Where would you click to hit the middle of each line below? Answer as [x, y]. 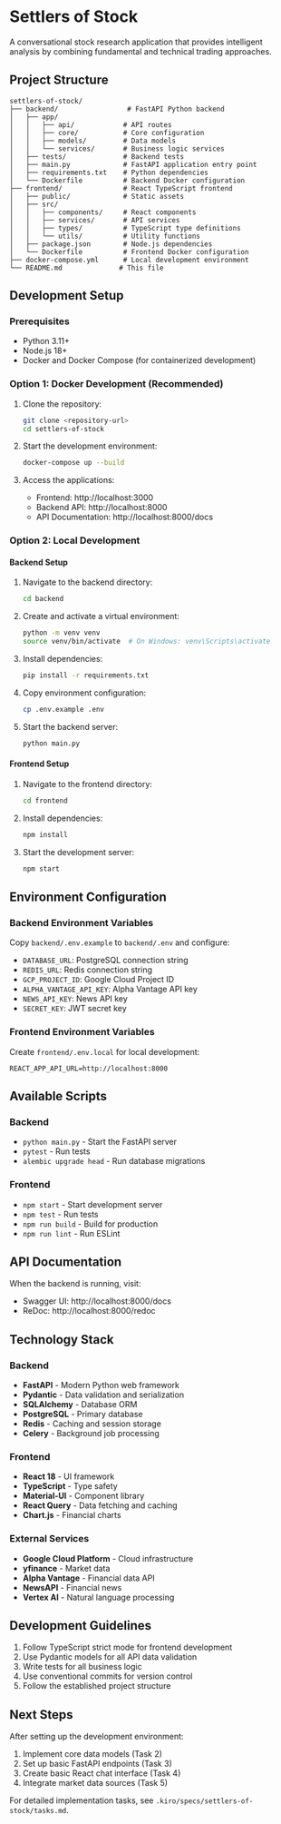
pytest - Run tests [56, 1151]
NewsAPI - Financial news [72, 1587]
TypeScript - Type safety [70, 1486]
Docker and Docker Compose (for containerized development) [139, 360]
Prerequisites [39, 321]
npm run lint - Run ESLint [71, 1233]
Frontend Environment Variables [82, 1032]
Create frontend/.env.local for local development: [105, 1051]
